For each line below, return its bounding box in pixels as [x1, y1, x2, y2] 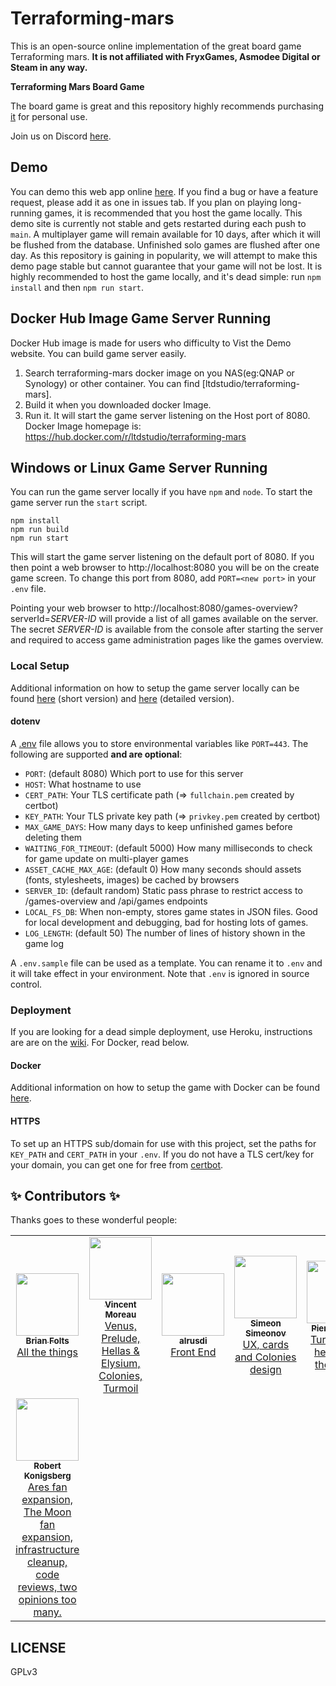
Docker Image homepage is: [24, 420, 142, 432]
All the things [16, 1345, 79, 1359]
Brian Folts [25, 1335, 70, 1347]
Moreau [104, 1309, 137, 1321]
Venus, [104, 1319, 137, 1333]
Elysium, [101, 1357, 141, 1371]
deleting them [24, 831, 83, 843]
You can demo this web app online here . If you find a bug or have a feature [10, 185, 319, 197]
